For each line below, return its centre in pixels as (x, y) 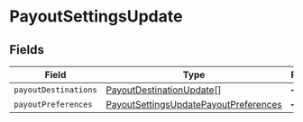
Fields (27, 50)
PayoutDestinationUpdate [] (164, 90)
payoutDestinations (55, 90)
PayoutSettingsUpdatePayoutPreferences (194, 105)
